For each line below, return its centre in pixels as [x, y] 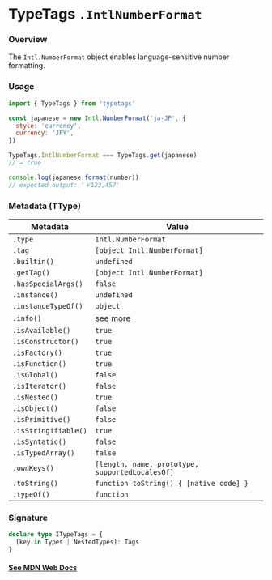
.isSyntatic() [40, 441]
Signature [28, 518]
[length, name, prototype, [147, 464]
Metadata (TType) [45, 206]
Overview [28, 40]
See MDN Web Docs [43, 568]
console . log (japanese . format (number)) [74, 177]
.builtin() [33, 261]
